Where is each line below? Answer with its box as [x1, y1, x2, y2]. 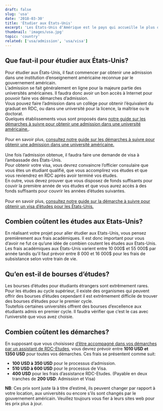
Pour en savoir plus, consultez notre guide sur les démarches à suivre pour [5, 136, 155, 142]
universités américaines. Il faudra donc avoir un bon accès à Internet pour [5, 90, 153, 96]
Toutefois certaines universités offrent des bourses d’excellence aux [5, 303, 142, 309]
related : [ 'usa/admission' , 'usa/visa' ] [5, 39, 88, 44]
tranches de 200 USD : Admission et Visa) [12, 376, 96, 381]
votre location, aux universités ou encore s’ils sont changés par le [5, 391, 136, 396]
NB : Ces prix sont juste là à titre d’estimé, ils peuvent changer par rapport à [5, 385, 156, 391]
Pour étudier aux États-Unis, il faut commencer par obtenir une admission [5, 69, 152, 75]
